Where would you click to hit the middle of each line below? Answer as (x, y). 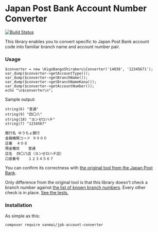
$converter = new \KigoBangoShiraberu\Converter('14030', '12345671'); (79, 69)
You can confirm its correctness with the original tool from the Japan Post (79, 168)
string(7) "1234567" (26, 124)
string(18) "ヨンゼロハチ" (30, 120)
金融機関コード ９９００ (26, 139)
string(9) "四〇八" (24, 114)
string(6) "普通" (22, 109)
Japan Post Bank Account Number (76, 8)
